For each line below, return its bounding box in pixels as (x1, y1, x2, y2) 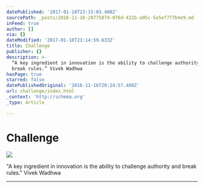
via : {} (6, 32, 26, 38)
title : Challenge (6, 43, 50, 49)
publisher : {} (6, 49, 42, 55)
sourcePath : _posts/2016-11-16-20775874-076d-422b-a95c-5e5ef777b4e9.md (6, 15, 194, 21)
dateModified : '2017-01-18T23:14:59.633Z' (6, 37, 115, 43)
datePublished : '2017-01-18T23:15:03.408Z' (6, 9, 118, 15)
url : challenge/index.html (6, 88, 75, 94)
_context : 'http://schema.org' (6, 94, 86, 100)
